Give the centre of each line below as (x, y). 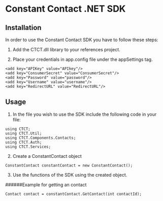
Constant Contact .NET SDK (66, 9)
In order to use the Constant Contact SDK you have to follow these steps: (82, 40)
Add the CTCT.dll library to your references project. (66, 49)
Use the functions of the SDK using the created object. (70, 175)
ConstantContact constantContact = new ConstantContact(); (69, 165)
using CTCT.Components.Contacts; (41, 138)
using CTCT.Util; (24, 133)
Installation (23, 28)
